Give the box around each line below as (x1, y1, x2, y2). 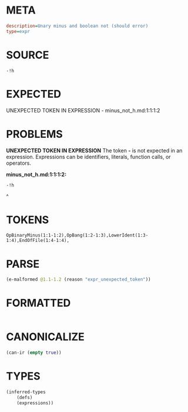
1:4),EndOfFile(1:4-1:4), (6, 238, 69, 244)
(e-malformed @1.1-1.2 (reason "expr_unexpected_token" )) (6, 277, 151, 283)
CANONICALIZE (6, 330, 85, 344)
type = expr (6, 28, 31, 34)
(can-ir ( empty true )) (6, 350, 62, 356)
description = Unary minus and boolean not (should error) (6, 23, 149, 29)
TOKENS (6, 213, 49, 227)
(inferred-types (6, 389, 46, 395)
